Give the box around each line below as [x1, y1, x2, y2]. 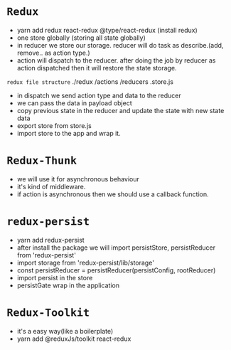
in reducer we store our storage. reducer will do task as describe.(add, [16, 41, 224, 49]
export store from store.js [16, 121, 92, 129]
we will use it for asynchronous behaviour [16, 174, 139, 183]
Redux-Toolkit [6, 306, 90, 319]
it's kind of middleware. [16, 182, 86, 191]
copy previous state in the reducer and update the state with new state [16, 106, 225, 115]
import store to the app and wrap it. [16, 129, 122, 137]
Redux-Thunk [6, 154, 77, 168]
